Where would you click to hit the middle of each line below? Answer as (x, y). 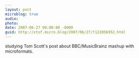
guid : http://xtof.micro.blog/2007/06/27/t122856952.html (65, 32)
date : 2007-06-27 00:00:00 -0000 (39, 28)
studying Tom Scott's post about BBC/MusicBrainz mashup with (70, 46)
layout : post (18, 10)
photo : (12, 23)
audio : (12, 19)
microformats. (19, 51)
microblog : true (22, 14)
